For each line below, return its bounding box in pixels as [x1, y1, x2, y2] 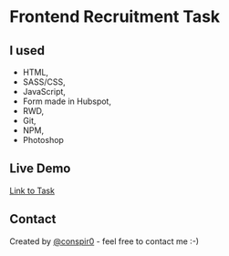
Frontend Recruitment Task [9, 6, 221, 27]
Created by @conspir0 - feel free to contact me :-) [9, 235, 199, 247]
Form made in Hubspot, [22, 96, 112, 107]
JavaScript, [22, 87, 67, 97]
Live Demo [9, 161, 71, 177]
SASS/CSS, [22, 77, 66, 87]
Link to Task [9, 185, 55, 196]
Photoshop [22, 135, 64, 145]
